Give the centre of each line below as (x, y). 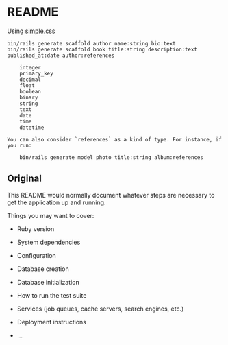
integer (30, 67)
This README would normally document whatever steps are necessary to (111, 195)
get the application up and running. (56, 202)
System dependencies (49, 242)
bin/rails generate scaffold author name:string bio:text (91, 43)
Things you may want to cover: (51, 215)
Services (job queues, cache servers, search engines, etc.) (100, 309)
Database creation (43, 269)
